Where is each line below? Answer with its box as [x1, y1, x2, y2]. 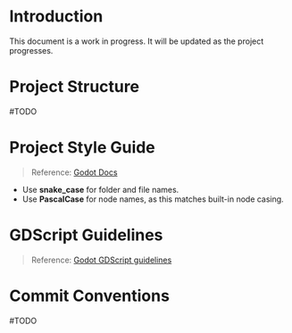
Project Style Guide [9, 137, 156, 158]
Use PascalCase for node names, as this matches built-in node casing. [21, 194, 284, 204]
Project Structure [9, 77, 140, 97]
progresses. [9, 45, 54, 55]
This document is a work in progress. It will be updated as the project [9, 36, 264, 46]
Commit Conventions [9, 286, 170, 305]
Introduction [9, 6, 104, 27]
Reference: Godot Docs [30, 167, 118, 178]
